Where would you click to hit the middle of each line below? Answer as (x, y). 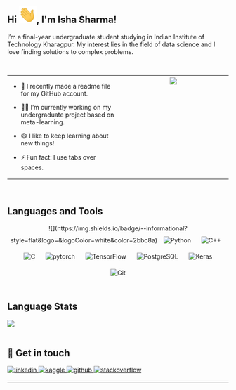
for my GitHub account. (54, 93)
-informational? (165, 228)
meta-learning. (43, 122)
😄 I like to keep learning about (65, 136)
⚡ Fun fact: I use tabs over (58, 157)
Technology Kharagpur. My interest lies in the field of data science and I (111, 44)
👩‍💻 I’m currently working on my (66, 108)
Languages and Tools (55, 211)
